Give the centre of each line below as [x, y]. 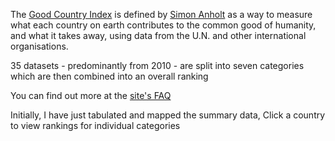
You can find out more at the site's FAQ [91, 95]
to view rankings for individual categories [95, 125]
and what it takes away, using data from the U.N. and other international [158, 35]
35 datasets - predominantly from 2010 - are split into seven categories [157, 65]
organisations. [39, 46]
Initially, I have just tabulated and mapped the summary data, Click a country [168, 115]
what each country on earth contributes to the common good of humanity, [163, 25]
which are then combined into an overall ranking [109, 76]
